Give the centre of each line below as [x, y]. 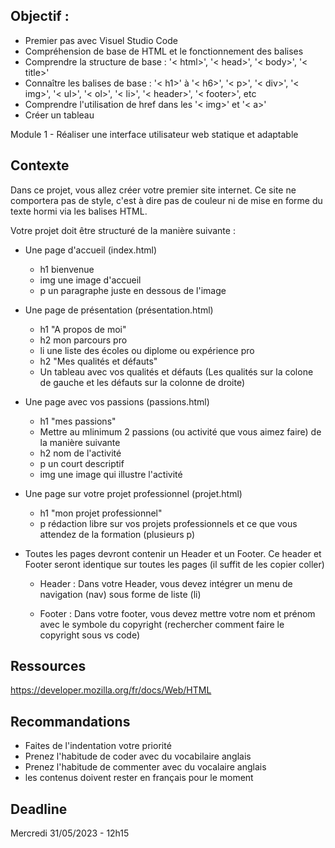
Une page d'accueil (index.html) [91, 250]
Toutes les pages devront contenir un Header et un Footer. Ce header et [173, 553]
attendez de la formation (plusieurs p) [117, 534]
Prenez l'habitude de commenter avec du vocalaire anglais [145, 767]
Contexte [40, 165]
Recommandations [70, 721]
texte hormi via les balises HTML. [79, 211]
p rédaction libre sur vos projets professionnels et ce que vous [168, 523]
